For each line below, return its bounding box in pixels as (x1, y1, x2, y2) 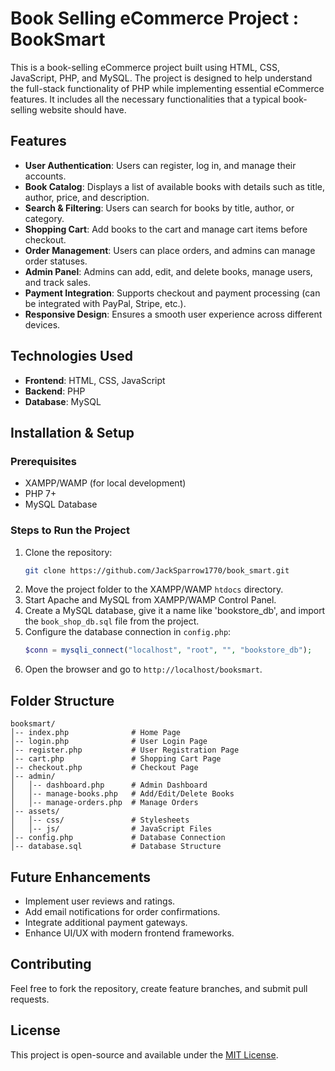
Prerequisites (10, 454, 77, 468)
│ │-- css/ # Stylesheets (10, 815, 190, 826)
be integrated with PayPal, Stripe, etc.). (24, 297, 187, 309)
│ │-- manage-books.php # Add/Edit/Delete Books (10, 789, 235, 799)
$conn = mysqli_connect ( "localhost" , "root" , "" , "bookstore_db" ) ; (24, 645, 313, 656)
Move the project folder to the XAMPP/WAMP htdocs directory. (24, 583, 284, 596)
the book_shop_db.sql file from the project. (24, 615, 200, 627)
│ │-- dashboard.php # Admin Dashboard (10, 780, 208, 791)
